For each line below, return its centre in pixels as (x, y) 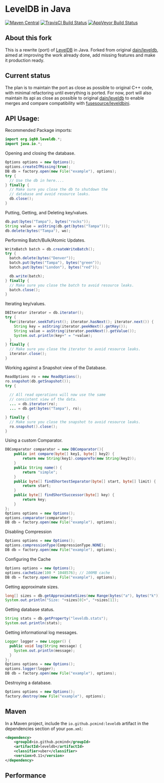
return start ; (37, 486)
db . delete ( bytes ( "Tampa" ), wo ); (38, 231)
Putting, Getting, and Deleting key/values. (47, 212)
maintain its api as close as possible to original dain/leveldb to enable (74, 98)
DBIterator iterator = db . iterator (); (44, 313)
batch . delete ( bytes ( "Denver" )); (42, 258)
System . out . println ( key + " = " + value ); (53, 335)
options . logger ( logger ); (30, 669)
